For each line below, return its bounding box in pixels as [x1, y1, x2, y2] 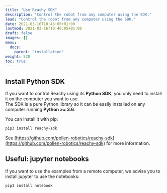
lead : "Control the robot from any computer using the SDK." [5, 17, 136, 22]
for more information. [106, 140, 150, 146]
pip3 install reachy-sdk [5, 126, 57, 131]
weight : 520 [5, 54, 30, 59]
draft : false [5, 31, 33, 36]
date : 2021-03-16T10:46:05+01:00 [5, 21, 75, 27]
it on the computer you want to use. [5, 96, 79, 102]
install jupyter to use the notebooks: [5, 173, 79, 179]
